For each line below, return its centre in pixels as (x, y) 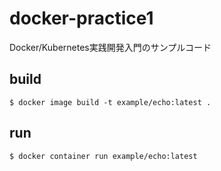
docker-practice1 (81, 18)
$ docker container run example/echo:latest (103, 156)
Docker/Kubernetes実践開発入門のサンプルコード (110, 47)
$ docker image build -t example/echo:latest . (110, 102)
